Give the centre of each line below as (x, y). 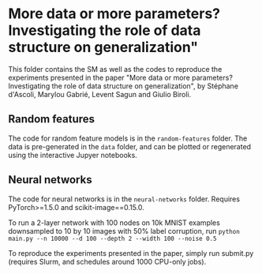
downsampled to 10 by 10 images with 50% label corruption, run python (124, 231)
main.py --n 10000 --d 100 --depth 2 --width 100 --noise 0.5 (112, 238)
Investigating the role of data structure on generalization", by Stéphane (124, 86)
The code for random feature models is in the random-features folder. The (128, 138)
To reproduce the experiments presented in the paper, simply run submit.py (131, 253)
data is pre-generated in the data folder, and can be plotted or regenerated (129, 146)
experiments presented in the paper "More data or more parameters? (120, 77)
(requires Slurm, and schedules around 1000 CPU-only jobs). (107, 261)
